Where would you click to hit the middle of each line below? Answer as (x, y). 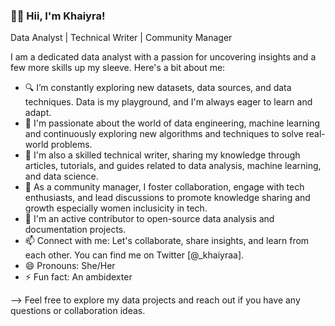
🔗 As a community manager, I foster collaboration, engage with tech (164, 187)
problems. (71, 145)
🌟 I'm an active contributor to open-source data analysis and (149, 219)
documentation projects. (75, 230)
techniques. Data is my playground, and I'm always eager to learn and (168, 102)
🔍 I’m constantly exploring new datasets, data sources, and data (158, 88)
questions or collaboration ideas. (78, 311)
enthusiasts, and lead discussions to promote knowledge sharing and (167, 198)
